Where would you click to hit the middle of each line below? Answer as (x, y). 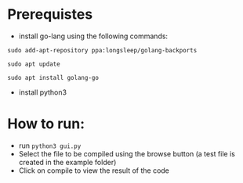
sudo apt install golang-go (53, 77)
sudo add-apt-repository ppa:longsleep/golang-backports (102, 50)
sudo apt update (34, 64)
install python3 (43, 92)
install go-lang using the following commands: (93, 36)
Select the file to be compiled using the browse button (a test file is (127, 153)
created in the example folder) (67, 162)
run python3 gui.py (50, 145)
